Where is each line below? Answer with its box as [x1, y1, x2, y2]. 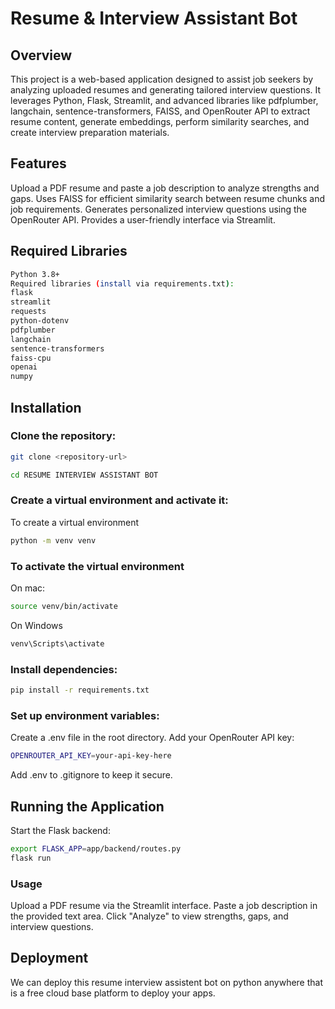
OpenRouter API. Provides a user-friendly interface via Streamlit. [10, 213, 276, 226]
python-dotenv [10, 316, 70, 326]
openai [10, 362, 38, 372]
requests [10, 307, 47, 317]
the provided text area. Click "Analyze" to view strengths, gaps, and [10, 910, 289, 922]
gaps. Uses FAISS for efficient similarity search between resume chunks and [10, 192, 326, 204]
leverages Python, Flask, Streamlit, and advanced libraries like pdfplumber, [10, 95, 319, 106]
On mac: [10, 582, 46, 594]
